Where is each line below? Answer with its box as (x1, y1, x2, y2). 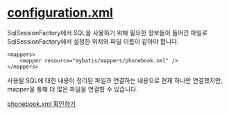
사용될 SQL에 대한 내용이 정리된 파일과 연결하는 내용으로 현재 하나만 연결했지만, (7, 76, 223, 85)
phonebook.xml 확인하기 (7, 99, 76, 108)
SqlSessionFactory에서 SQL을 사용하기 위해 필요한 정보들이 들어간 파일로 (7, 28, 208, 37)
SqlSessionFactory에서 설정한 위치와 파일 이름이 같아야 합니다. (7, 37, 179, 46)
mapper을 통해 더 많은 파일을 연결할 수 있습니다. (7, 85, 139, 93)
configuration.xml (7, 5, 113, 21)
